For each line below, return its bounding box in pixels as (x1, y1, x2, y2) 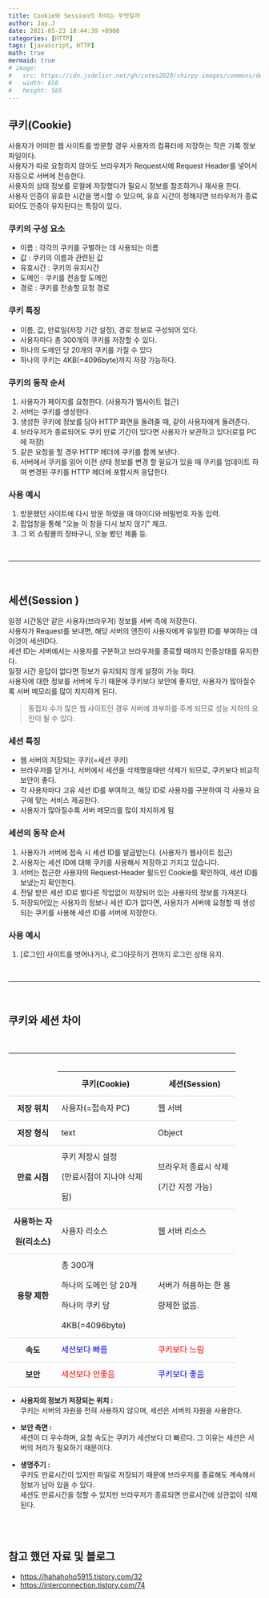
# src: (8, 71, 38, 79)
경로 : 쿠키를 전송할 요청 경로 (19, 283, 110, 293)
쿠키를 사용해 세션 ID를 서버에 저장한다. (34, 907, 158, 917)
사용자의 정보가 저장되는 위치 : (19, 1395, 114, 1405)
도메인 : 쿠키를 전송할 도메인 (19, 273, 108, 283)
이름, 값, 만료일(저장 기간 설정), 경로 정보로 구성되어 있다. (19, 324, 198, 334)
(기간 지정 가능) (157, 1181, 214, 1192)
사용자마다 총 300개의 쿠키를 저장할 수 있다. (19, 335, 158, 344)
